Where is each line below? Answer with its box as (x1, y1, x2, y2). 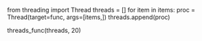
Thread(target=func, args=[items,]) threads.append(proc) (7, 13, 170, 21)
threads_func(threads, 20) (7, 27, 81, 34)
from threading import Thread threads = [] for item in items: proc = (7, 6, 196, 14)
